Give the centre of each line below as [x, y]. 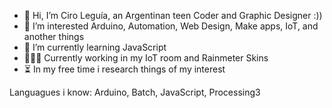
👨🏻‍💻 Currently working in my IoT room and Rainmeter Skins [146, 58]
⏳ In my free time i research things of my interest [124, 69]
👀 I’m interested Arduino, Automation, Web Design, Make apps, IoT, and [171, 26]
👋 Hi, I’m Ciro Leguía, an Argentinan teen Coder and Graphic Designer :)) [173, 15]
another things [54, 36]
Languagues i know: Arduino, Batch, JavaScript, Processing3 [135, 92]
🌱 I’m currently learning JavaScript [95, 47]
